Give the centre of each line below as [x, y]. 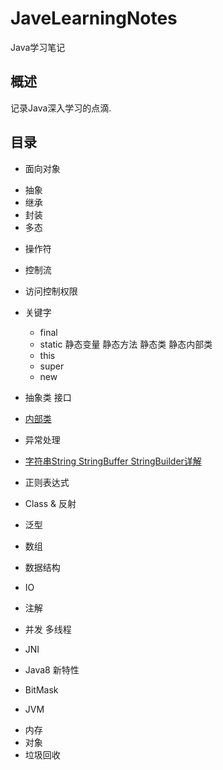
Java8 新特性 [52, 669]
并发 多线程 [48, 629]
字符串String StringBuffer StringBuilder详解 [113, 461]
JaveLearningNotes [94, 18]
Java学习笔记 [38, 47]
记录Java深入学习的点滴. [61, 108]
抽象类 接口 [48, 397]
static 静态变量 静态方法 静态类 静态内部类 [126, 344]
